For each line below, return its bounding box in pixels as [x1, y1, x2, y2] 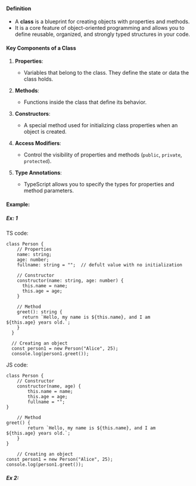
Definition [6, 5, 32, 12]
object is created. [23, 128, 67, 136]
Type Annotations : [14, 169, 63, 176]
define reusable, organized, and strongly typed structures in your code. [14, 30, 191, 38]
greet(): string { [17, 309, 63, 315]
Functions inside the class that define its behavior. [23, 99, 147, 106]
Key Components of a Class [6, 44, 76, 51]
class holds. [23, 75, 54, 83]
